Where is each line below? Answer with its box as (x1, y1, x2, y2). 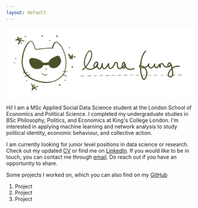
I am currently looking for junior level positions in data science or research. (6, 141, 189, 148)
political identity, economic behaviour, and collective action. (6, 130, 152, 137)
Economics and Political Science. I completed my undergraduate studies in (6, 111, 189, 118)
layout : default (6, 10, 46, 15)
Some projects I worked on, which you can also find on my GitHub (6, 171, 168, 178)
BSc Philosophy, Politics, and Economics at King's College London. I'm (6, 116, 179, 124)
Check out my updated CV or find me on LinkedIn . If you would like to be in (6, 147, 190, 155)
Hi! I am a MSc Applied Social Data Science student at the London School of (6, 104, 192, 111)
